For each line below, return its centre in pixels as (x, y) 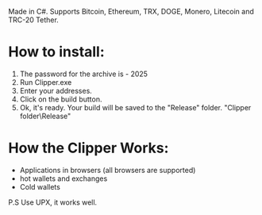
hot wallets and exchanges (64, 179)
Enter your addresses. (56, 90)
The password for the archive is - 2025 (84, 74)
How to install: (56, 52)
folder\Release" (45, 116)
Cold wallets (40, 186)
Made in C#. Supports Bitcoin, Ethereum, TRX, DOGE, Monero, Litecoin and (131, 12)
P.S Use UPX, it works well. (53, 202)
